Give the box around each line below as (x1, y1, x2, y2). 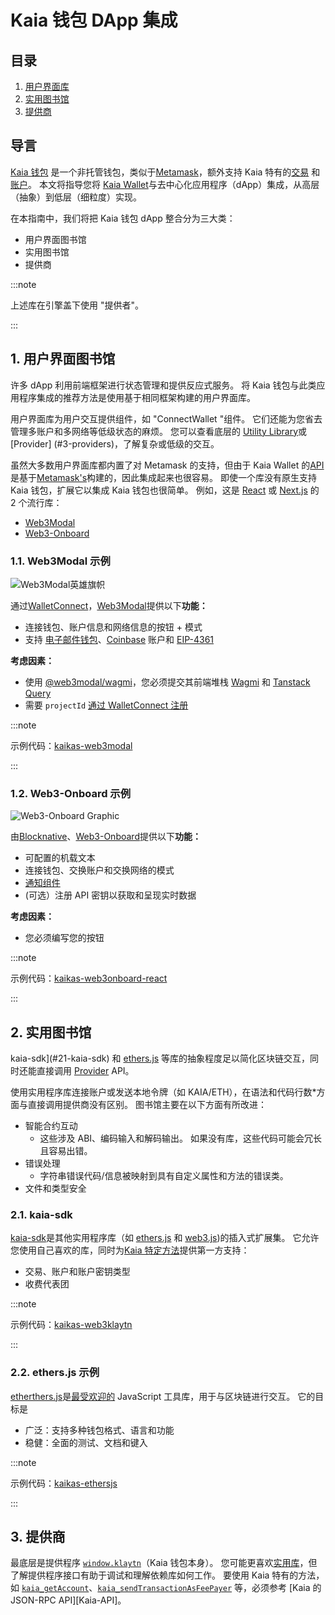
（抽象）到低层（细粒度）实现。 (10, 191, 142, 203)
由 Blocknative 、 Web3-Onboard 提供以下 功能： (10, 831, 202, 843)
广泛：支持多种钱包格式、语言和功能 (24, 1424, 175, 1436)
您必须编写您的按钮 (24, 932, 105, 944)
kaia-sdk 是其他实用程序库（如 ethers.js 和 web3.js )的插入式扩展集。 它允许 (10, 1232, 320, 1244)
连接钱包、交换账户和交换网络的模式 (24, 864, 175, 876)
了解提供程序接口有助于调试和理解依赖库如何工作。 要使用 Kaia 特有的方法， (10, 1569, 325, 1581)
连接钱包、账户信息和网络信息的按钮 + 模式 (24, 621, 203, 633)
